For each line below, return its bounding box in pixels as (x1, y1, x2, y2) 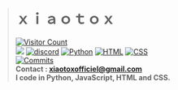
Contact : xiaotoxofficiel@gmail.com (15, 64, 143, 74)
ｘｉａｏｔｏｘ (15, 10, 115, 28)
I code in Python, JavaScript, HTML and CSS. (15, 72, 171, 82)
